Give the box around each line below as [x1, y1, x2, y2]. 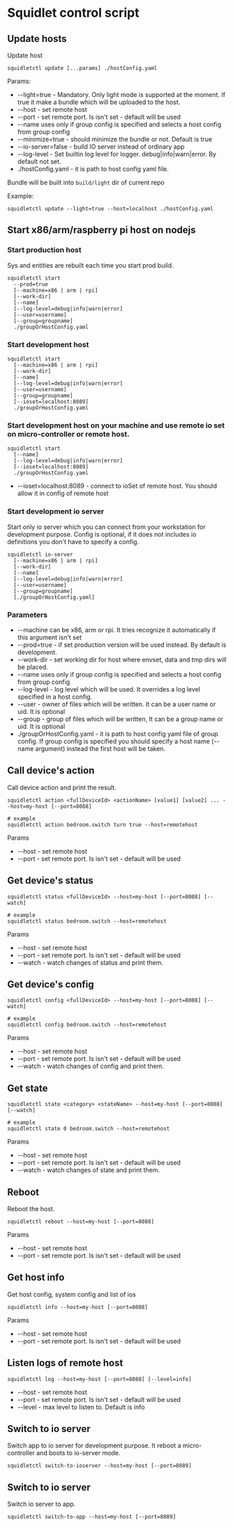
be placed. [17, 662, 49, 671]
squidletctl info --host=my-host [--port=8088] [7, 1303, 149, 1310]
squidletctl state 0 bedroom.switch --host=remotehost [7, 1125, 170, 1132]
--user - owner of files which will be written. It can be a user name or [17, 700, 216, 708]
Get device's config [7, 978, 94, 990]
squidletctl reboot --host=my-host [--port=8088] [7, 1218, 155, 1225]
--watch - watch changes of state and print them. [17, 1166, 160, 1174]
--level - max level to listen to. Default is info [17, 1403, 145, 1411]
